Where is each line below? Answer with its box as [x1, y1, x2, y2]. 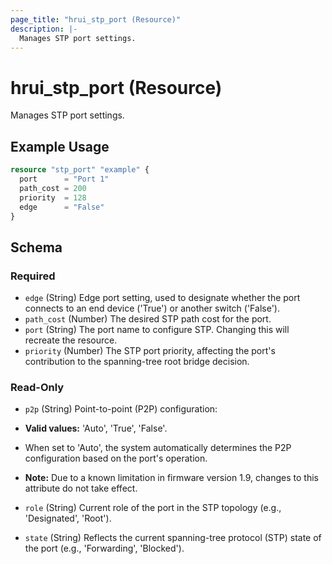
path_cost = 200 [19, 183, 87, 193]
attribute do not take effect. [24, 482, 138, 495]
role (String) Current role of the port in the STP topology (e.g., [24, 502, 282, 514]
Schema [10, 239, 63, 256]
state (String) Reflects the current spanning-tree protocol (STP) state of [24, 532, 322, 544]
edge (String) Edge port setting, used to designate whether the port [24, 292, 301, 304]
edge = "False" [19, 202, 105, 212]
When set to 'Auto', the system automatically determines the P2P [24, 442, 292, 454]
